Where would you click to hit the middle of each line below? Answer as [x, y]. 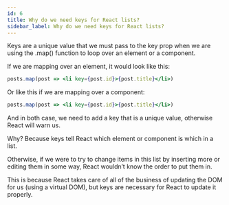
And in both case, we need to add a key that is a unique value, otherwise [110, 118]
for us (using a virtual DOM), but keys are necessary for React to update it [112, 187]
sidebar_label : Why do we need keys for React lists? [86, 26]
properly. [20, 195]
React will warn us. [34, 125]
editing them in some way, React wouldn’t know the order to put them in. [110, 166]
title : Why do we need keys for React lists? [73, 20]
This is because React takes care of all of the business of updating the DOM [115, 180]
